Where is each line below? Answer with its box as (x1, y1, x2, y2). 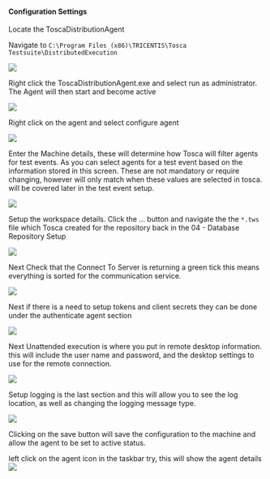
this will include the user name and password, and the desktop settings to (8, 350, 255, 360)
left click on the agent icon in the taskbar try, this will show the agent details (8, 454, 262, 464)
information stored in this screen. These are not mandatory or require (8, 166, 240, 176)
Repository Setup (8, 231, 66, 241)
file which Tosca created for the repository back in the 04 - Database (8, 223, 240, 233)
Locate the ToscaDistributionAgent (8, 24, 125, 34)
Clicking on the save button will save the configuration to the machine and (8, 429, 256, 439)
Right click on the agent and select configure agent (8, 118, 180, 127)
